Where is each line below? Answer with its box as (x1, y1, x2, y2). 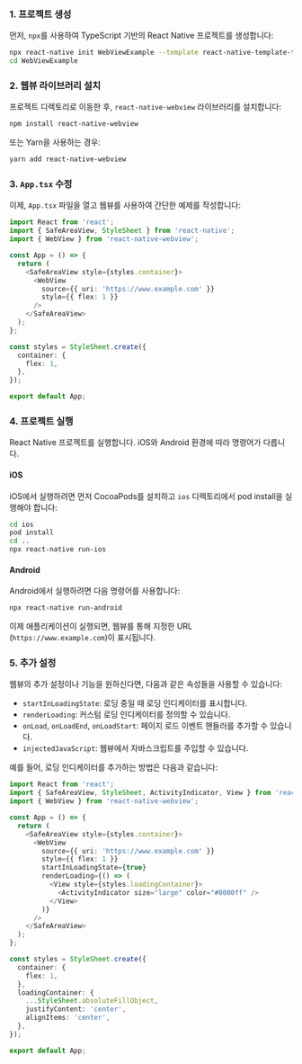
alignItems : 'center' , (25, 1014, 111, 1023)
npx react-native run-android (9, 604, 123, 612)
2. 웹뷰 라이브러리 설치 (9, 79, 102, 92)
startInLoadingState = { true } (41, 863, 147, 872)
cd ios (9, 520, 34, 529)
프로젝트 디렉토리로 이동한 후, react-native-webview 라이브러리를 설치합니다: (9, 102, 282, 112)
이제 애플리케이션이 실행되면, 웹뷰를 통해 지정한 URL (9, 621, 193, 631)
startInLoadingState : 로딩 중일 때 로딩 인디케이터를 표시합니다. (22, 698, 248, 709)
